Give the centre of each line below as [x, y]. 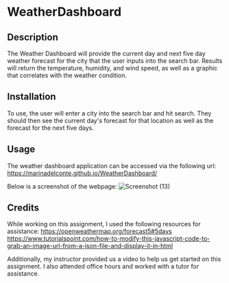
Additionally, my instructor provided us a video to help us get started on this [114, 259]
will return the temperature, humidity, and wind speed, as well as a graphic [112, 68]
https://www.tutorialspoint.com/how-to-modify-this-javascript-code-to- [109, 239]
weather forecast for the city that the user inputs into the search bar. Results [115, 61]
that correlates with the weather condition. [67, 75]
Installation [32, 97]
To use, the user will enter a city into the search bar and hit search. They [109, 113]
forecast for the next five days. [50, 128]
